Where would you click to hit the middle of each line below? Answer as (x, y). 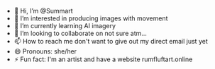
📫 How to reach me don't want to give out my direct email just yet (111, 41)
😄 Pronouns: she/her (45, 51)
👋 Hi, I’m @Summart (43, 11)
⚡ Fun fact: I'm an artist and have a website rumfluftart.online (103, 59)
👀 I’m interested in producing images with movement (91, 18)
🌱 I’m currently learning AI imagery (65, 26)
